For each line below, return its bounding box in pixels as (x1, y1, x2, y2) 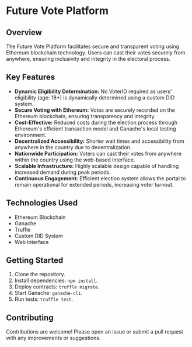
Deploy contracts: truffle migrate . (14, 283, 100, 290)
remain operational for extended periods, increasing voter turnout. (14, 181, 174, 188)
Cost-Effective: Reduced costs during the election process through (14, 119, 178, 126)
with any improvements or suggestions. (6, 335, 101, 342)
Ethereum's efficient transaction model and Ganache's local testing (14, 125, 176, 132)
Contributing (6, 312, 54, 322)
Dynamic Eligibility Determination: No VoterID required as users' (14, 88, 172, 95)
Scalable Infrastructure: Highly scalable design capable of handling (14, 162, 179, 169)
